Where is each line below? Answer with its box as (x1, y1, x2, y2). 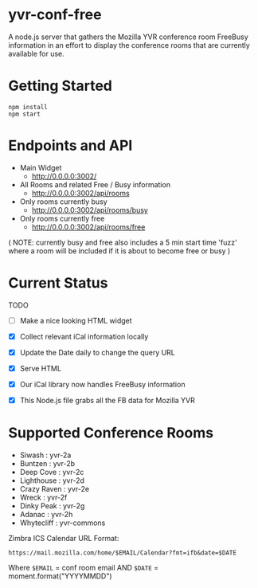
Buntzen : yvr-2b (19, 459, 76, 468)
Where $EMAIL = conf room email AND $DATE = (8, 563, 159, 573)
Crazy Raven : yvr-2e (19, 484, 90, 494)
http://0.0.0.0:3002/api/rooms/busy (31, 205, 149, 214)
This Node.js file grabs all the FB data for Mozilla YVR (19, 396, 195, 406)
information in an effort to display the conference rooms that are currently (8, 40, 251, 49)
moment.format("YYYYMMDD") (8, 571, 113, 581)
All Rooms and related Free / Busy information (19, 179, 171, 189)
